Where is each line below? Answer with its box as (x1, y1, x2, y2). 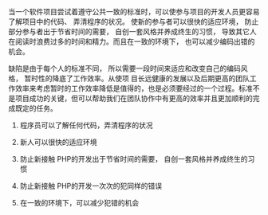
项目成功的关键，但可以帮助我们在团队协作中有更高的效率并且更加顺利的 (14, 94, 253, 103)
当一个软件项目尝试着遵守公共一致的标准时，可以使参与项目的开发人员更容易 (8, 7, 260, 16)
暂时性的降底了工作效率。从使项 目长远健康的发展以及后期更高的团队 (23, 74, 250, 83)
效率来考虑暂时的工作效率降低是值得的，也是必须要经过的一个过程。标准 (14, 84, 253, 93)
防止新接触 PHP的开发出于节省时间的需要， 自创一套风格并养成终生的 (19, 154, 248, 163)
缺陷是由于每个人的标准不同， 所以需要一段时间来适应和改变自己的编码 (8, 64, 241, 73)
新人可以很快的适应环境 (19, 138, 97, 147)
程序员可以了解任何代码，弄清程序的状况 (19, 120, 153, 130)
